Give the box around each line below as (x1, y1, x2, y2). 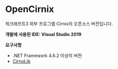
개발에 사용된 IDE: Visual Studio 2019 (5, 31, 82, 37)
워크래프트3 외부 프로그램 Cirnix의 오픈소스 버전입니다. (5, 20, 113, 26)
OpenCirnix (5, 3, 54, 15)
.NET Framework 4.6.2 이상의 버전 (12, 52, 82, 58)
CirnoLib (12, 58, 31, 64)
